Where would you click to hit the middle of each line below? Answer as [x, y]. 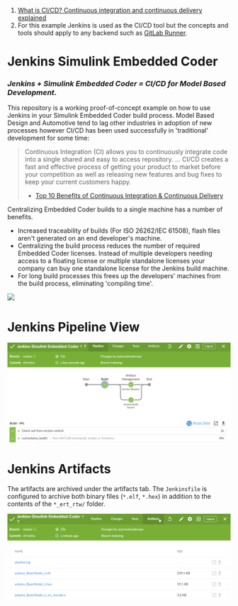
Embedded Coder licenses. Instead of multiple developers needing [115, 253]
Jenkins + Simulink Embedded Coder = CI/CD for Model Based [117, 84]
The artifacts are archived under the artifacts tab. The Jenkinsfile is [107, 488]
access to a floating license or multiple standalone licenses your [111, 261]
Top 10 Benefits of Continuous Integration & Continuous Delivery [129, 196]
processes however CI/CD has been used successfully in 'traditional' [108, 131]
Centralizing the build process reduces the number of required [109, 246]
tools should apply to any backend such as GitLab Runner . [102, 33]
